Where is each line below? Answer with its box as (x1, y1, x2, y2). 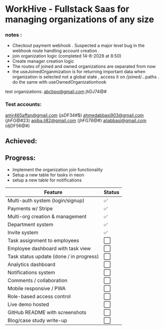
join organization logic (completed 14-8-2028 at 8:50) (12, 53, 122, 59)
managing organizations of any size (5, 14, 154, 25)
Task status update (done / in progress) (7, 253, 99, 260)
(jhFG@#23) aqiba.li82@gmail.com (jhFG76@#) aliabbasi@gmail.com (5, 117, 147, 123)
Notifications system (7, 269, 56, 276)
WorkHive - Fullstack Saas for (5, 3, 130, 15)
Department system (7, 221, 53, 228)
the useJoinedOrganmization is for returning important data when (12, 69, 146, 75)
